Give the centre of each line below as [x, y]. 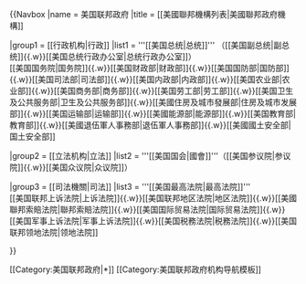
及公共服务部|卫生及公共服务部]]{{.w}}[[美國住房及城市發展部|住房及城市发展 [153, 102]
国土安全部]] [33, 137]
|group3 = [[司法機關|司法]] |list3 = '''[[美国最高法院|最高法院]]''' [130, 187]
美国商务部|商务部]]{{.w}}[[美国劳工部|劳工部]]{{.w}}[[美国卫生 [176, 91]
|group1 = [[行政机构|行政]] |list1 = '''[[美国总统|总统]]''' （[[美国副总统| [142, 45]
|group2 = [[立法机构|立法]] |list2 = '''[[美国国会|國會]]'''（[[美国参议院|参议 [150, 156]
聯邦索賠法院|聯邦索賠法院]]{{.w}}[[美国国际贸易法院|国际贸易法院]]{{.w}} [148, 210]
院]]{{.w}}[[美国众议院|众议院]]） [71, 167]
